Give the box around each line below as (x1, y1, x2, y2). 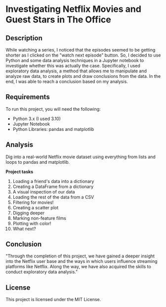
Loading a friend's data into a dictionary (12, 178, 94, 184)
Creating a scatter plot (12, 204, 59, 210)
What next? (12, 226, 37, 232)
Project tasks (5, 169, 34, 175)
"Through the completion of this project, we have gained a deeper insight (5, 253, 155, 259)
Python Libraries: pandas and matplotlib (12, 126, 94, 132)
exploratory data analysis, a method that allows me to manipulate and (5, 68, 147, 74)
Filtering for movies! (12, 199, 54, 205)
